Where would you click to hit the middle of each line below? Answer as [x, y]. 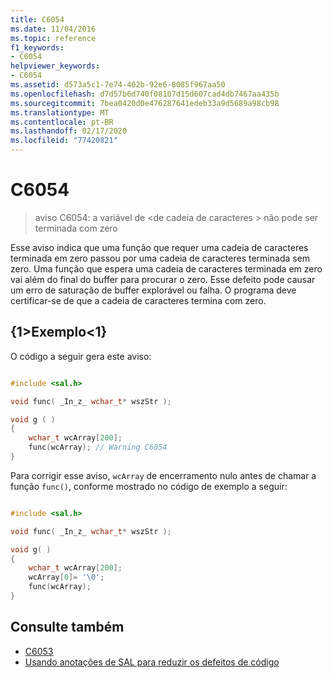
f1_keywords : [37, 47]
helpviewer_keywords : [55, 66]
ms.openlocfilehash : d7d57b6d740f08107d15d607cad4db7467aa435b [145, 94]
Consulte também [67, 627]
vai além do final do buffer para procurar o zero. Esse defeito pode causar [163, 279]
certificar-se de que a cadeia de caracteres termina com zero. [138, 300]
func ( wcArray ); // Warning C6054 [98, 447]
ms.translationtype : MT [60, 112]
